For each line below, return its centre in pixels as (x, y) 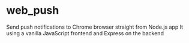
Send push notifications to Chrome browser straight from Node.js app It (95, 27)
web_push (33, 10)
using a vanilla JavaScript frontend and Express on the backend (85, 33)
